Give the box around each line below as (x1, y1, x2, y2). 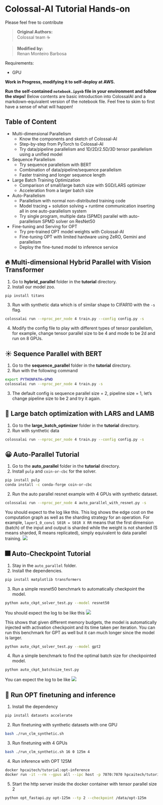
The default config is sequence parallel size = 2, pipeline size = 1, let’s (12, 390, 152, 396)
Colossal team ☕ (16, 34, 50, 40)
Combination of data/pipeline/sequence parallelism (19, 166, 122, 173)
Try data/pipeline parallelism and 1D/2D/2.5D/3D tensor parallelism (19, 146, 152, 152)
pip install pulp (5, 478, 40, 483)
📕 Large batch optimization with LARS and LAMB (5, 410, 154, 418)
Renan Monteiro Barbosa (16, 50, 67, 56)
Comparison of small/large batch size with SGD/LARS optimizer (19, 182, 147, 188)
